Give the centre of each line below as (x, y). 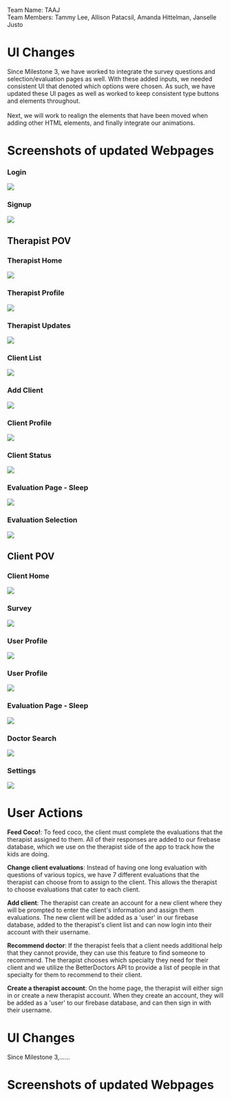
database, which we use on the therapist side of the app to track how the (111, 847)
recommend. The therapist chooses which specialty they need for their (108, 960)
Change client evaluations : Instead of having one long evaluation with (107, 867)
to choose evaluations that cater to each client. (74, 889)
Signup (20, 205)
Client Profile (29, 423)
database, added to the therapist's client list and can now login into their (109, 925)
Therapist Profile (36, 293)
